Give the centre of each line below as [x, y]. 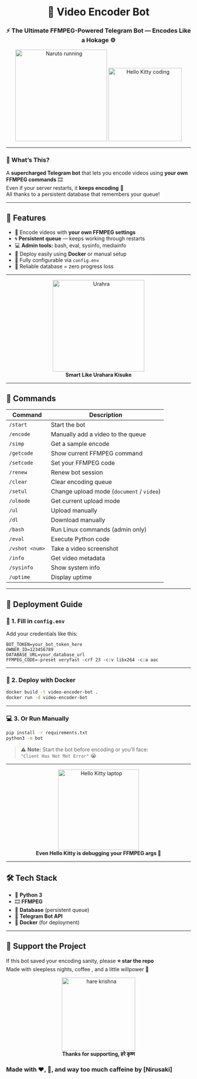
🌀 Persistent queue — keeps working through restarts [80, 238]
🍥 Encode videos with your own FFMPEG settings [75, 232]
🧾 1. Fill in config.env [35, 621]
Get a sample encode [80, 444]
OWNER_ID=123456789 [30, 650]
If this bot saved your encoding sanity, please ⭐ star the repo [80, 961]
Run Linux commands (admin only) [99, 530]
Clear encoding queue [81, 482]
